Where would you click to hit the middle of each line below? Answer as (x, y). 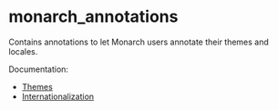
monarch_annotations (93, 17)
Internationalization (58, 96)
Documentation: (39, 69)
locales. (23, 51)
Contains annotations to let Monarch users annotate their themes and (139, 42)
